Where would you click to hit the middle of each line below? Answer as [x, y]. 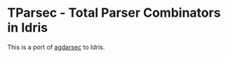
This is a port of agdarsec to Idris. [56, 47]
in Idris [27, 28]
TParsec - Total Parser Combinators [114, 13]
